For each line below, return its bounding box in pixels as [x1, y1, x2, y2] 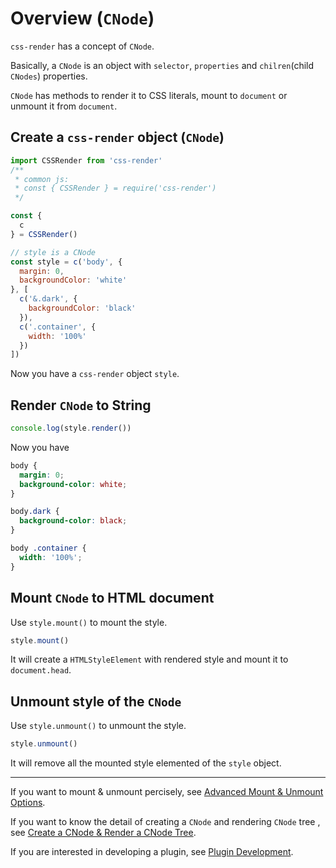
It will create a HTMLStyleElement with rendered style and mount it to [10, 653, 289, 666]
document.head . [10, 664, 72, 676]
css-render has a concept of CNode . [10, 40, 155, 52]
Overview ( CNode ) [10, 7, 155, 30]
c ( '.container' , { [19, 322, 97, 332]
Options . [10, 797, 46, 809]
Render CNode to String [10, 397, 152, 414]
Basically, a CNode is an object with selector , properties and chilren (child [10, 59, 315, 71]
